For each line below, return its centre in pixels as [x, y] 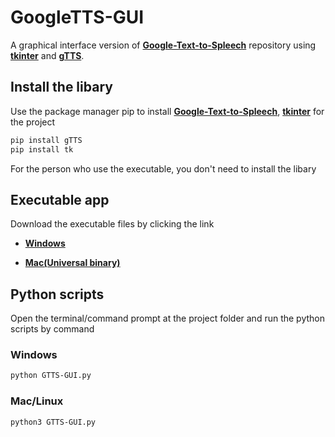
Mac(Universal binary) [72, 263]
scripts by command [52, 329]
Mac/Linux [37, 401]
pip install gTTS [46, 140]
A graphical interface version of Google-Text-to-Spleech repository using [163, 45]
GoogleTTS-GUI [77, 17]
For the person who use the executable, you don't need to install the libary [163, 168]
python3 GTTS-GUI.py [53, 422]
